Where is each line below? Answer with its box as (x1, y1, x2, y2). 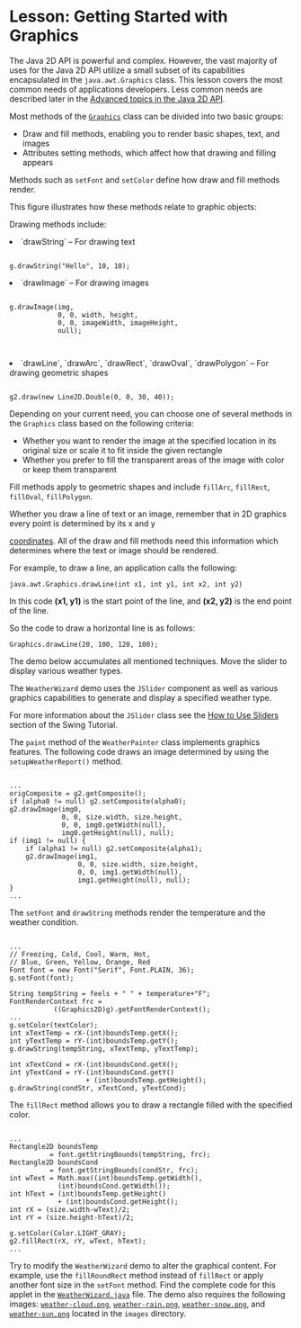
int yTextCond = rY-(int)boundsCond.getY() (9, 1068, 175, 1077)
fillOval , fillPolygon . (9, 490, 93, 501)
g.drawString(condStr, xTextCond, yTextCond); (9, 1083, 187, 1092)
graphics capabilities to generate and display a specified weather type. (9, 692, 272, 703)
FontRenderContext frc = (9, 997, 102, 1006)
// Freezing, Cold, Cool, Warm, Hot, (9, 949, 151, 959)
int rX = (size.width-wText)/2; (9, 1205, 130, 1214)
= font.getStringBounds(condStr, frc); (49, 1165, 199, 1175)
